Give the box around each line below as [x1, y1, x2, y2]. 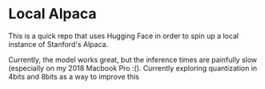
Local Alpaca [8, 5, 97, 23]
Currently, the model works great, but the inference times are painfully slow [8, 55, 258, 64]
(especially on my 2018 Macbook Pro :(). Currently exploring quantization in [8, 63, 258, 72]
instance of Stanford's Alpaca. [8, 39, 109, 48]
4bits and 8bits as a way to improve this [8, 72, 140, 81]
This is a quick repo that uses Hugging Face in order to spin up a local [8, 31, 239, 41]
